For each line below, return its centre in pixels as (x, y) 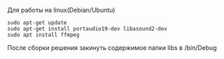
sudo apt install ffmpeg (43, 35)
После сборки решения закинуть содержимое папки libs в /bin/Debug (112, 48)
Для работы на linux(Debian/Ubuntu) (61, 10)
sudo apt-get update (37, 23)
